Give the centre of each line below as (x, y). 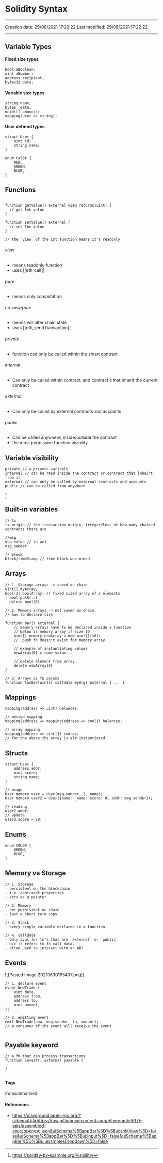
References (17, 1105)
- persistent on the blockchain (38, 889)
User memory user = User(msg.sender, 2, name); (54, 794)
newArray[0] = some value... (43, 653)
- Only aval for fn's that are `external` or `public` (62, 939)
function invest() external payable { (44, 1061)
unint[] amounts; (23, 112)
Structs (16, 753)
